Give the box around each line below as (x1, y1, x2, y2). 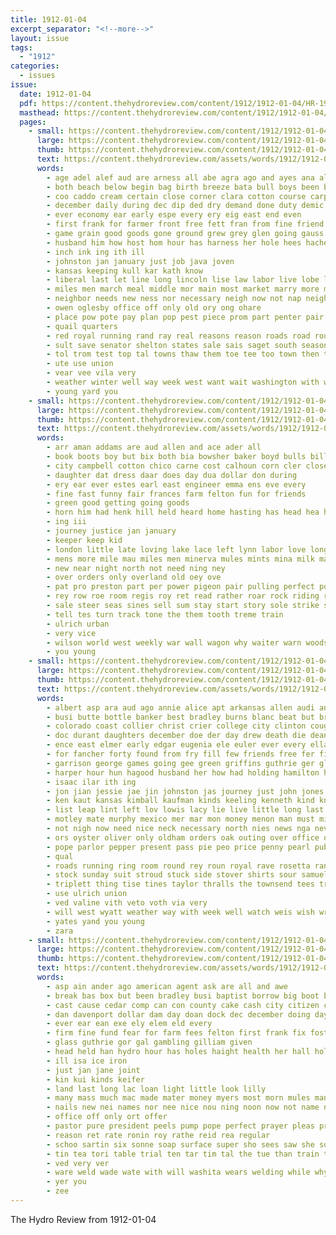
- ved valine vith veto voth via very (46, 898, 208, 908)
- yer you (46, 1177, 87, 1187)
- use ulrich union (46, 889, 128, 899)
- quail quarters (46, 321, 118, 331)
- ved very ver (46, 1158, 110, 1168)
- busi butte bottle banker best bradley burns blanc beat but (46, 712, 315, 722)
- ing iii (46, 517, 87, 527)
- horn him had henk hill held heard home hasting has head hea (46, 507, 320, 518)
